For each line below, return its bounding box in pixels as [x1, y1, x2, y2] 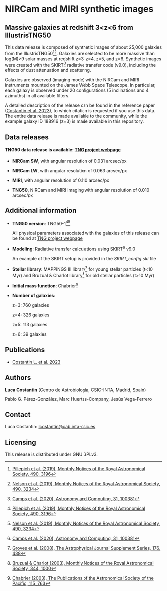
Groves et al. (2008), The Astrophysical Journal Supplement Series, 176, [12, 545, 161, 551]
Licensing [5, 438, 36, 447]
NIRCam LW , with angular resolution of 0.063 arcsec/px [12, 167, 127, 173]
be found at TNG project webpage [12, 235, 83, 241]
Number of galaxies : [12, 293, 56, 298]
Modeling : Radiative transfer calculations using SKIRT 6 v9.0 [12, 245, 136, 252]
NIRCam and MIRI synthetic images [5, 3, 154, 15]
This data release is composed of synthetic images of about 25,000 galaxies [5, 44, 162, 50]
